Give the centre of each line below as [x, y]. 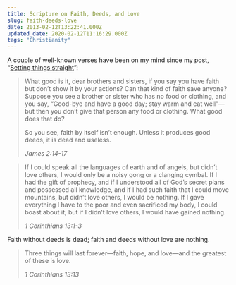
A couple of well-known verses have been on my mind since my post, [108, 60]
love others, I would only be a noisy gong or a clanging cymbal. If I [121, 175]
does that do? [44, 119]
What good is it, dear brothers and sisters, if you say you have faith [122, 81]
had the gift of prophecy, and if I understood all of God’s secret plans [124, 182]
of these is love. [48, 261]
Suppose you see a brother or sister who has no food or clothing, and [125, 97]
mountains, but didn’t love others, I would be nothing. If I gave [114, 198]
